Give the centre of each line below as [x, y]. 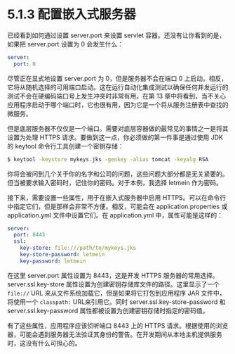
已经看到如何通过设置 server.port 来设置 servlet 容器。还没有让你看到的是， [116, 35]
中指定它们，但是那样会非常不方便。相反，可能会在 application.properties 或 [117, 206]
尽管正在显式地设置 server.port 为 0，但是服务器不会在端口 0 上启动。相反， [117, 78]
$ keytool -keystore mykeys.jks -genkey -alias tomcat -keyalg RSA [108, 159]
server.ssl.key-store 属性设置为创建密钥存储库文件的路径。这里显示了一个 [113, 284]
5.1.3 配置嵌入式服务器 [72, 14]
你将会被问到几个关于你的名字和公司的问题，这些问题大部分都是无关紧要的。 [118, 174]
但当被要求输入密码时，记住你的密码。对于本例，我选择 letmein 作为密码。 [115, 182]
